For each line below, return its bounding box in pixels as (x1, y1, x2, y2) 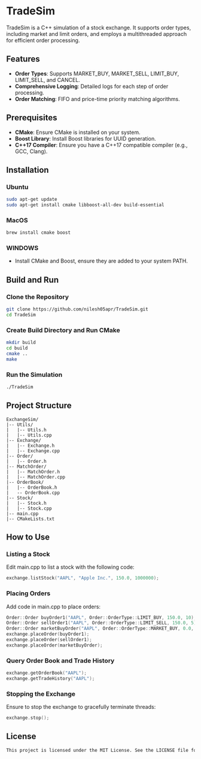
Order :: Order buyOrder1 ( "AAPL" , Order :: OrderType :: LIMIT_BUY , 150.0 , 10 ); (6, 614, 197, 620)
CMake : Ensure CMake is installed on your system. (14, 129, 141, 136)
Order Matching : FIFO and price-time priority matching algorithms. (14, 95, 181, 102)
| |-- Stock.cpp (6, 505, 52, 511)
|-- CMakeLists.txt (6, 516, 55, 522)
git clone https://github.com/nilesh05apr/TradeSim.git (6, 306, 148, 312)
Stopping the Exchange (6, 690, 76, 698)
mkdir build (6, 340, 36, 346)
